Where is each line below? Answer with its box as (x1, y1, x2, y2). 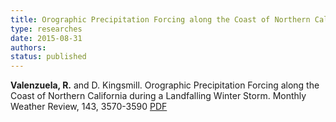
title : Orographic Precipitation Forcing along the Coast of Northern (10, 14, 311, 25)
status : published (10, 52, 87, 62)
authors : (10, 42, 47, 53)
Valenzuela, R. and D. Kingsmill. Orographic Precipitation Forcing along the (10, 79, 320, 91)
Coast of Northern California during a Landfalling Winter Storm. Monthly (10, 90, 307, 102)
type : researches (10, 24, 83, 34)
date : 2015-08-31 (10, 33, 83, 43)
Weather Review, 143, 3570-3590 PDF (10, 101, 168, 113)
